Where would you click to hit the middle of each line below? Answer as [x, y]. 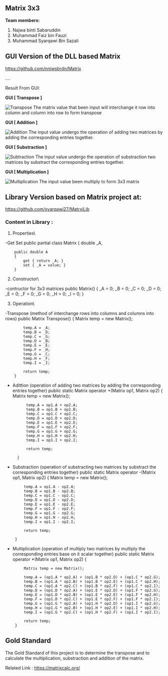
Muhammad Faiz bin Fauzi [39, 35]
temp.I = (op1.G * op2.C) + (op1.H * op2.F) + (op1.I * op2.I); [92, 612]
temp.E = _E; [37, 345]
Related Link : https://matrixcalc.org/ [43, 667]
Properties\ [24, 233]
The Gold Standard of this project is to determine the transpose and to [77, 652]
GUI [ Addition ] [21, 122]
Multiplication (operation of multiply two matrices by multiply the [79, 548]
